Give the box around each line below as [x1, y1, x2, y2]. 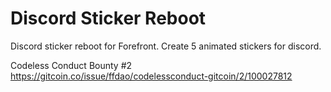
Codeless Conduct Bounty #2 [10, 59, 133, 71]
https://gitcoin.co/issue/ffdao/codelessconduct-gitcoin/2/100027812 [10, 70, 293, 82]
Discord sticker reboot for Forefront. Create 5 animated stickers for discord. [10, 40, 322, 52]
